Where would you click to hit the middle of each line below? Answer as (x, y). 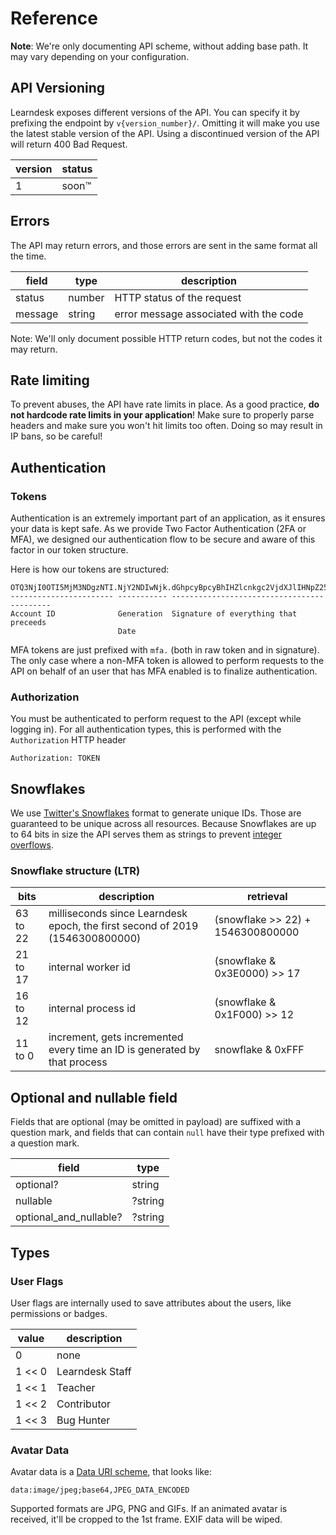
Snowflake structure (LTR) (75, 871)
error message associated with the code (209, 314)
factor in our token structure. (69, 550)
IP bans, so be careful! (56, 436)
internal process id (92, 1009)
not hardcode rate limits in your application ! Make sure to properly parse (162, 415)
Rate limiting (50, 380)
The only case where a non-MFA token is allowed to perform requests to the (167, 661)
